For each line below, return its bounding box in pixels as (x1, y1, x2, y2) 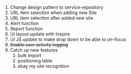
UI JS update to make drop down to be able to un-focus (10, 36, 126, 42)
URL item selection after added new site (10, 15, 94, 21)
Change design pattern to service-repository (10, 5, 104, 10)
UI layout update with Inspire (10, 31, 70, 37)
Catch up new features (10, 47, 58, 53)
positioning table (17, 58, 53, 63)
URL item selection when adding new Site (10, 10, 97, 16)
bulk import (17, 52, 42, 58)
